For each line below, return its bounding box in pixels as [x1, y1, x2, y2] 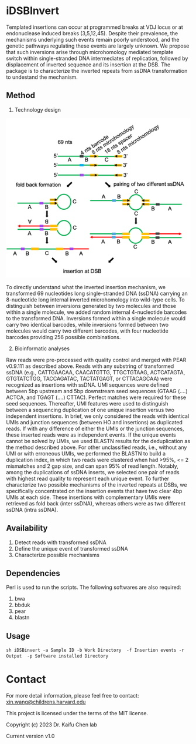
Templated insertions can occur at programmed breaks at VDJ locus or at [6, 24, 183, 31]
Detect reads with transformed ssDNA [14, 539, 106, 546]
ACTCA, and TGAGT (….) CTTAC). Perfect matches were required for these [6, 394, 186, 401]
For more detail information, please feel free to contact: [6, 692, 139, 699]
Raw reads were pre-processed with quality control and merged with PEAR [6, 356, 187, 363]
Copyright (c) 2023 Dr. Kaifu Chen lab [6, 721, 98, 728]
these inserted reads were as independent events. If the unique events [6, 431, 177, 438]
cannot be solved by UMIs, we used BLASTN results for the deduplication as [6, 437, 191, 444]
